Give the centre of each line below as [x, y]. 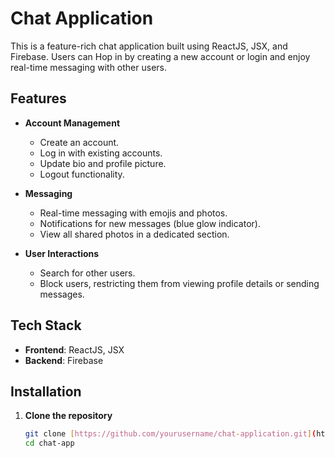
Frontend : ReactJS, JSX [74, 349]
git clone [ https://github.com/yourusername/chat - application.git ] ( [170, 434]
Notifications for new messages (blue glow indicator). [150, 223]
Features [38, 98]
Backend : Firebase [64, 360]
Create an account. [79, 142]
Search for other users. [87, 273]
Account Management [72, 123]
